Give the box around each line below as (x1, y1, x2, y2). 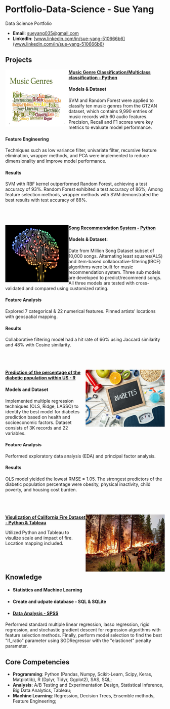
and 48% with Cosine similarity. (5, 342, 72, 348)
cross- (136, 280, 150, 286)
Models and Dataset (5, 386, 49, 393)
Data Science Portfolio (5, 20, 52, 26)
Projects (5, 56, 32, 64)
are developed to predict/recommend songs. (68, 274, 162, 280)
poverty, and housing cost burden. (5, 486, 77, 492)
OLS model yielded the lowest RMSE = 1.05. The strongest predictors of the (5, 476, 162, 482)
